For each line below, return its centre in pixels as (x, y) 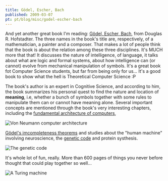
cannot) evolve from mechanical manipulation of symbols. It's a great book (83, 66)
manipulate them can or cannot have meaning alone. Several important (79, 103)
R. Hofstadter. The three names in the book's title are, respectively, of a (79, 39)
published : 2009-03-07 (29, 15)
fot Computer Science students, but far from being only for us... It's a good (83, 71)
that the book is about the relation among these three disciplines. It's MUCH (84, 50)
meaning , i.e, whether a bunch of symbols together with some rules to (78, 97)
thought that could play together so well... (48, 163)
